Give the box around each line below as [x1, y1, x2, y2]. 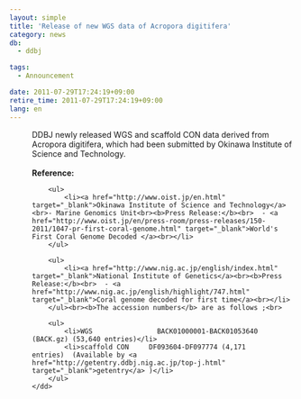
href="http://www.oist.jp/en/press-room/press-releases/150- [32, 216, 267, 225]
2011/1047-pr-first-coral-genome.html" [32, 224, 182, 233]
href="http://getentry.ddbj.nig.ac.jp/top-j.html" [32, 358, 226, 367]
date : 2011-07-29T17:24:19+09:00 [9, 87, 135, 96]
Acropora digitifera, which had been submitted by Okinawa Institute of [32, 139, 293, 150]
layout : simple [9, 13, 67, 23]
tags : [9, 63, 30, 72]
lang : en [9, 104, 42, 113]
